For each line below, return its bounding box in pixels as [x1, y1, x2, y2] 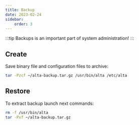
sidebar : [5, 17, 24, 22]
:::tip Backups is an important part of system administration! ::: [5, 35, 134, 41]
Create [5, 50, 27, 58]
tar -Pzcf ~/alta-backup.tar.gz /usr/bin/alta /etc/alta [5, 73, 127, 78]
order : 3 [14, 21, 33, 27]
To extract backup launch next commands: [5, 100, 94, 106]
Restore [5, 87, 30, 96]
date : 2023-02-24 [5, 12, 42, 17]
